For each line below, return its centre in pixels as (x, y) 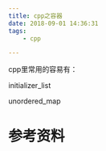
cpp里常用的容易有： (43, 69)
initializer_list (30, 86)
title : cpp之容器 (35, 16)
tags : (17, 31)
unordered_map (35, 101)
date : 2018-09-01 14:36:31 (53, 23)
